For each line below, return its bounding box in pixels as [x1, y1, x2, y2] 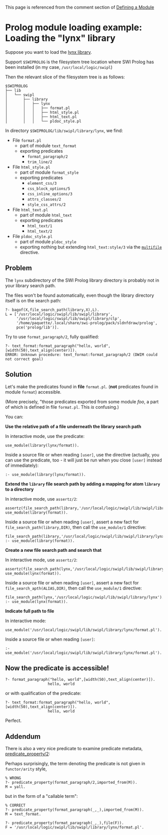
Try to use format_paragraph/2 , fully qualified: [5, 333, 99, 339]
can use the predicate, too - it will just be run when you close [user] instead [5, 457, 162, 463]
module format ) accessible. [5, 389, 61, 395]
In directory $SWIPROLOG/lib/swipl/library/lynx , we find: [5, 128, 123, 134]
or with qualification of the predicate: [5, 690, 81, 696]
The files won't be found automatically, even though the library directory [5, 292, 154, 298]
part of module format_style [19, 169, 79, 175]
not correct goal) [5, 356, 43, 362]
